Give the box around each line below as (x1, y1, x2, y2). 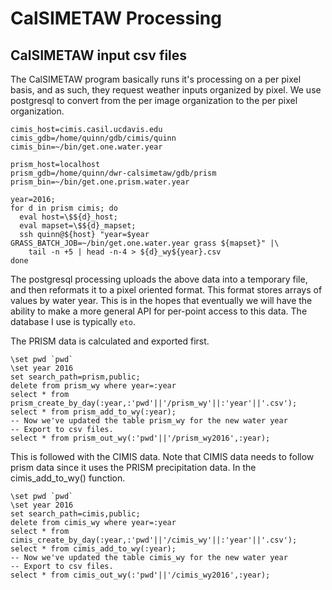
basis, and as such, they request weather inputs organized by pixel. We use (10, 84, 322, 96)
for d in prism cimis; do (10, 203, 118, 213)
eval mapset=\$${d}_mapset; (19, 221, 137, 231)
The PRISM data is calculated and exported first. (10, 335, 210, 347)
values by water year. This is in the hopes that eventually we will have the (10, 295, 313, 306)
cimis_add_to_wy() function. (10, 472, 126, 484)
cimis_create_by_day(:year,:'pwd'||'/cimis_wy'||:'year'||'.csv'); (10, 535, 298, 545)
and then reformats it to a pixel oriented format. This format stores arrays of (10, 284, 323, 296)
